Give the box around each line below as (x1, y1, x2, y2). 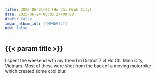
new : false (5, 26, 28, 31)
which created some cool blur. (5, 68, 67, 74)
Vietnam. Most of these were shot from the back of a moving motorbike (5, 63, 151, 69)
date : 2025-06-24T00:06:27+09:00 (5, 12, 74, 17)
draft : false (5, 16, 32, 21)
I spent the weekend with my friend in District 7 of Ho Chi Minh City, (5, 57, 144, 63)
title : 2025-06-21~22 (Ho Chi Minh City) (5, 7, 92, 12)
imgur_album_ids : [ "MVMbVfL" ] (5, 21, 68, 26)
